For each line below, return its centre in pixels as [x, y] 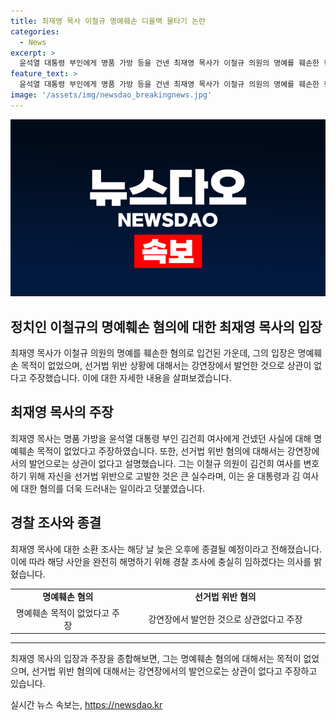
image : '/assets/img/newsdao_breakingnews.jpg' [111, 95]
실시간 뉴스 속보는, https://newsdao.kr [86, 705]
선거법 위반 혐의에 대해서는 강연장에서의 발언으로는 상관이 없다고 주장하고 [174, 671]
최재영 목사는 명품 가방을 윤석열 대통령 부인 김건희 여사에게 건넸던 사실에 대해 [161, 438]
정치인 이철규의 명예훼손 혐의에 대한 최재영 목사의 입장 [166, 326]
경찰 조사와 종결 [56, 523]
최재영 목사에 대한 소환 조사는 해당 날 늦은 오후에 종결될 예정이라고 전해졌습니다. [166, 549]
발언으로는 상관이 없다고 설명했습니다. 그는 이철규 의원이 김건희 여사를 [165, 463]
